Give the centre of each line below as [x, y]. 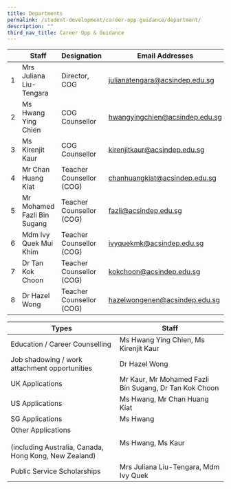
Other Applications [41, 430]
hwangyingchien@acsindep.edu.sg [165, 117]
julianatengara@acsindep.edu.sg [161, 80]
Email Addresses [165, 56]
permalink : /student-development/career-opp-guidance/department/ [104, 20]
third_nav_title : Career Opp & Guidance [66, 33]
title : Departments [35, 13]
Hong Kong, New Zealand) [53, 456]
